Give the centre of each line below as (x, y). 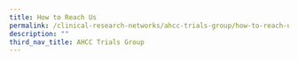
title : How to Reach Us (53, 17)
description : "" (39, 34)
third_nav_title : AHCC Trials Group (77, 42)
